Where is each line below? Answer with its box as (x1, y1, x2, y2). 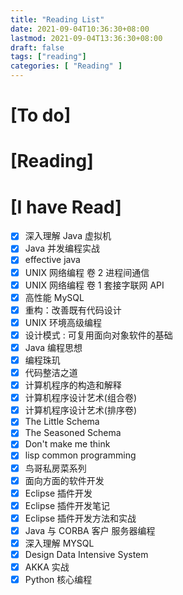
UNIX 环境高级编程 (24, 316, 102, 328)
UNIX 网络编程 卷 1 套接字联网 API (24, 279, 165, 291)
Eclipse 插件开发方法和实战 (24, 512, 137, 524)
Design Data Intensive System (24, 548, 149, 560)
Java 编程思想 (24, 341, 83, 353)
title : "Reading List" (10, 14, 105, 25)
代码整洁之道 (24, 367, 78, 378)
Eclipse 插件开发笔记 (24, 499, 111, 511)
